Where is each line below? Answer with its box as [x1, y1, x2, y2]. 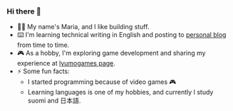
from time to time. [16, 41, 70, 49]
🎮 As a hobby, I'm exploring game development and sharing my [16, 49, 206, 58]
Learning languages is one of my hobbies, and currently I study [27, 88, 214, 97]
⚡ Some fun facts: [16, 67, 70, 75]
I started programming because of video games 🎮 [27, 78, 177, 86]
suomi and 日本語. [27, 96, 81, 105]
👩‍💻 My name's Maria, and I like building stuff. [16, 23, 150, 31]
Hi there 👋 [6, 6, 42, 16]
